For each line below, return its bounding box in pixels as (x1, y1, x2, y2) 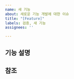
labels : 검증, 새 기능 (5, 20, 46, 26)
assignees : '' (5, 25, 34, 30)
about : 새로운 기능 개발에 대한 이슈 (5, 12, 70, 16)
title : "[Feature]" (5, 16, 45, 21)
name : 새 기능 (5, 7, 31, 12)
